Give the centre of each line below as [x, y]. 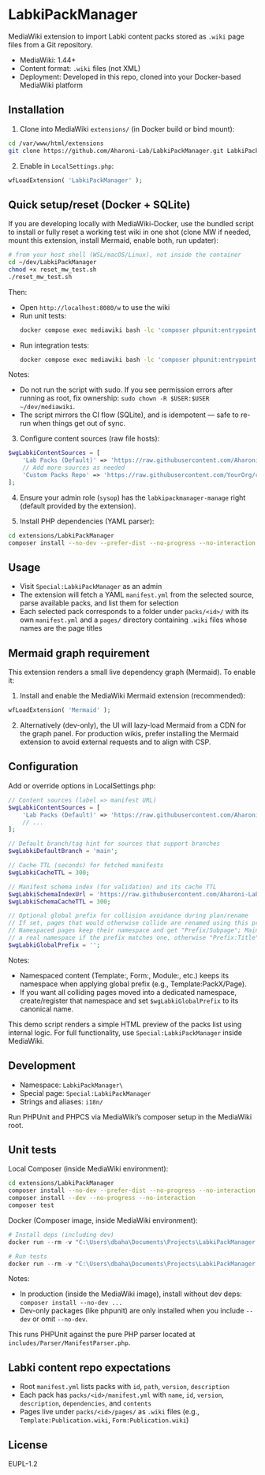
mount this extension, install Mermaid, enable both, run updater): [114, 240]
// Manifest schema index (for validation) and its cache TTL [112, 887]
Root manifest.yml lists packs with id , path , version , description [125, 1387]
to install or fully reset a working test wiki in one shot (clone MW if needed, [130, 232]
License [28, 1445]
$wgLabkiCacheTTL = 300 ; [49, 873]
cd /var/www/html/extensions [56, 143]
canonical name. [47, 1009]
